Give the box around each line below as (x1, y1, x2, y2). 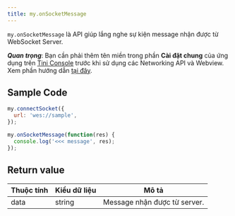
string (55, 197, 75, 207)
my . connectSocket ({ (7, 106, 65, 113)
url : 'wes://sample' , (13, 112, 78, 119)
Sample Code (7, 86, 68, 99)
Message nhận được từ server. (103, 197, 205, 207)
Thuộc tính (11, 185, 49, 195)
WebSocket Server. (7, 37, 64, 46)
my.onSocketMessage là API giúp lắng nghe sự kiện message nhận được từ (7, 30, 219, 38)
